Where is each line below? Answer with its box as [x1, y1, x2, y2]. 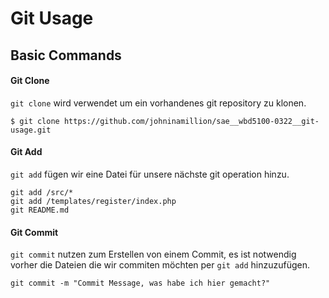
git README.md [10, 205, 70, 215]
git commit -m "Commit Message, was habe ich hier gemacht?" [10, 278, 271, 289]
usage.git [10, 125, 52, 135]
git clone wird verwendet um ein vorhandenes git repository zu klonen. [10, 97, 307, 109]
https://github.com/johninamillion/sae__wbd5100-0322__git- [63, 116, 320, 126]
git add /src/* [10, 187, 74, 197]
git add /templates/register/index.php [10, 196, 177, 206]
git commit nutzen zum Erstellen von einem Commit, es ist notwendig [10, 248, 297, 261]
